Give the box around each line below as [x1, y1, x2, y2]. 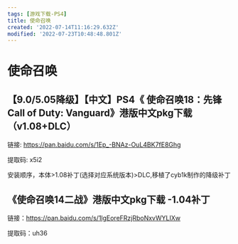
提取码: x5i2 [7, 156, 43, 164]
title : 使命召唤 [7, 17, 51, 24]
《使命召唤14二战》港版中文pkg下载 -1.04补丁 [7, 193, 211, 206]
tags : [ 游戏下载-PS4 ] [7, 10, 67, 18]
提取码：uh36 [7, 229, 48, 238]
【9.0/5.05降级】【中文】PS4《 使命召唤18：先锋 [7, 93, 222, 105]
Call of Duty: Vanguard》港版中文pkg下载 [7, 107, 193, 119]
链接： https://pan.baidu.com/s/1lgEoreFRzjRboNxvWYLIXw [7, 214, 181, 223]
